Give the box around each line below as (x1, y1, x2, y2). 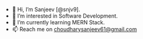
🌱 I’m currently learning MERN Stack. (12, 19, 105, 26)
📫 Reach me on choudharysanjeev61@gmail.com (12, 26, 137, 33)
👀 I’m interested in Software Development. (12, 12, 118, 19)
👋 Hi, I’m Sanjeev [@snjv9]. (12, 6, 80, 13)
